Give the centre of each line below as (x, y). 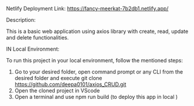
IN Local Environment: (33, 49)
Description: (21, 20)
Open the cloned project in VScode (57, 90)
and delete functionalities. (38, 37)
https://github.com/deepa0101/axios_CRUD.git (70, 84)
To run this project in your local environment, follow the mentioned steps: (95, 60)
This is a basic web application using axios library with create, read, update (97, 31)
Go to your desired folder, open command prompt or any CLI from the (99, 72)
